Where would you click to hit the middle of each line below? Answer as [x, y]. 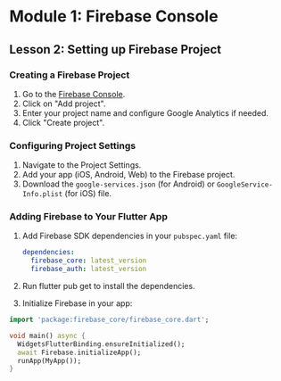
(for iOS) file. [88, 194]
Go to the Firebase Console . [74, 94]
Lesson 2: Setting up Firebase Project [115, 50]
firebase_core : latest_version [89, 261]
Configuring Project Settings [73, 145]
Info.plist [42, 195]
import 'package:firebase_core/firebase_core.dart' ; [109, 320]
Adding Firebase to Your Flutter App [88, 217]
